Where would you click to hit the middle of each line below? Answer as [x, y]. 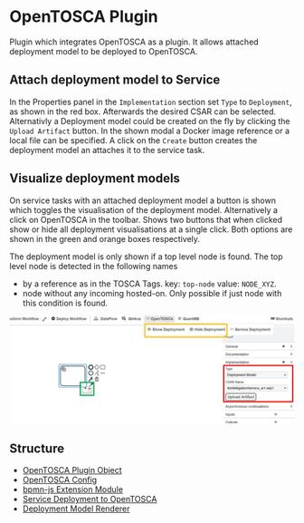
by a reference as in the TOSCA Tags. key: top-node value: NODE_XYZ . [149, 284]
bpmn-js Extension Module [73, 489]
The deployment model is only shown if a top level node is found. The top [146, 257]
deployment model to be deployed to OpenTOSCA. [104, 51]
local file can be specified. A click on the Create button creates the [133, 140]
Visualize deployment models [95, 179]
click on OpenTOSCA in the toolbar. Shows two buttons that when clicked [146, 219]
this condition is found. [65, 303]
